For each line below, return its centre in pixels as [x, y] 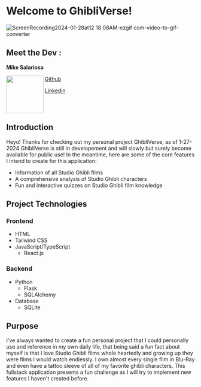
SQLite [32, 307]
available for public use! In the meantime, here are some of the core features [100, 155]
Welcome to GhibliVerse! [69, 11]
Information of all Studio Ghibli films [59, 173]
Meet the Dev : [34, 53]
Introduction [30, 127]
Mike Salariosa [25, 67]
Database [27, 301]
